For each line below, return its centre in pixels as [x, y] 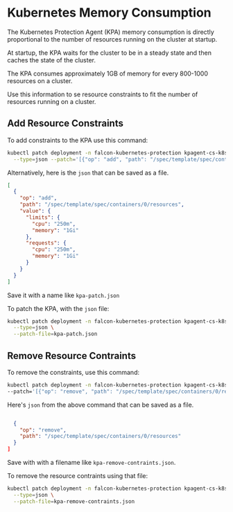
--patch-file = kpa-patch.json [55, 334]
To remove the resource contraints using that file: [77, 476]
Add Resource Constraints [65, 124]
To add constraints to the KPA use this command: [78, 140]
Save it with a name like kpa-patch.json [63, 295]
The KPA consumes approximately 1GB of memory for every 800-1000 [107, 73]
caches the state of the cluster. [51, 60]
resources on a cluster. [40, 80]
